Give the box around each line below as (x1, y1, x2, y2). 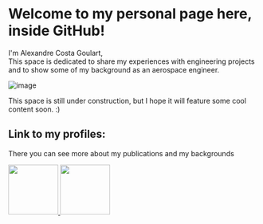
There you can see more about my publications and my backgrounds (8, 148, 235, 158)
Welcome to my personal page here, (8, 5, 253, 23)
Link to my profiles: (8, 128, 106, 141)
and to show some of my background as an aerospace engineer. (8, 65, 220, 74)
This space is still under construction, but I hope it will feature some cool (8, 96, 247, 105)
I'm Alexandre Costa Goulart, (8, 48, 104, 57)
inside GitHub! (8, 22, 105, 40)
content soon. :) (8, 104, 61, 114)
